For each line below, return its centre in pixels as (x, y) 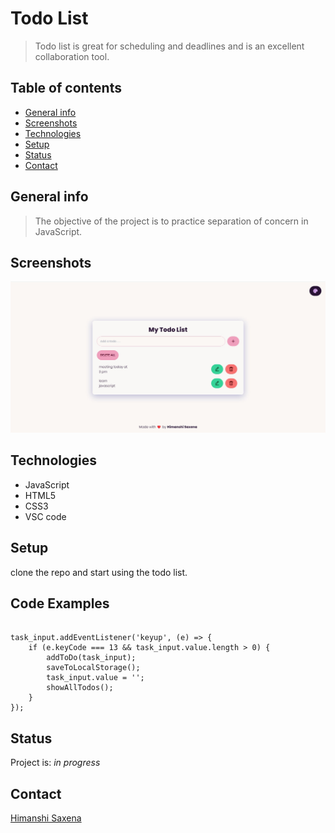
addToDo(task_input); (91, 658)
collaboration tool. (72, 56)
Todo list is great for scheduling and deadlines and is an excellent (169, 46)
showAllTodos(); (80, 688)
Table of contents (66, 88)
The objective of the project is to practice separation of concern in (171, 221)
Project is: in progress (55, 763)
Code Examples (60, 603)
